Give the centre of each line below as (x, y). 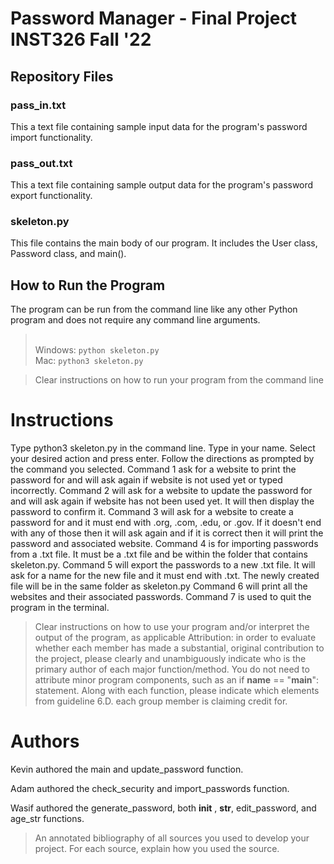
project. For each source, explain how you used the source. (157, 849)
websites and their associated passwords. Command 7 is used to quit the (161, 597)
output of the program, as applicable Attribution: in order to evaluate (175, 638)
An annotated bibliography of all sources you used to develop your (172, 838)
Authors (45, 741)
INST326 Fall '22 (81, 39)
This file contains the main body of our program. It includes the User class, (164, 243)
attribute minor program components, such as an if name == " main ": (177, 680)
